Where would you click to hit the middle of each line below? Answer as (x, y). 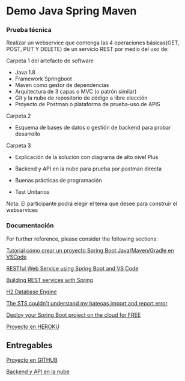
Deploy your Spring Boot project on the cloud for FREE (74, 315)
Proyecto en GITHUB (32, 360)
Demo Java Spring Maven (71, 11)
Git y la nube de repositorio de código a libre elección (81, 98)
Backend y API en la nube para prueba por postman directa (88, 169)
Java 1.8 (25, 73)
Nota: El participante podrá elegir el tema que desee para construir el (92, 204)
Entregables (29, 345)
